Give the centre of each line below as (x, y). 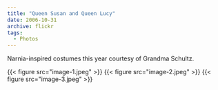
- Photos (26, 39)
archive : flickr (30, 26)
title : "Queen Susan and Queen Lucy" (61, 13)
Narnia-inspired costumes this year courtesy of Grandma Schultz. (101, 58)
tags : (15, 33)
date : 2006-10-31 (32, 20)
